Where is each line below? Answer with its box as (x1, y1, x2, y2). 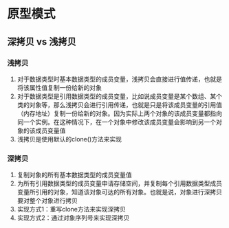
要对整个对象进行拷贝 (17, 196, 78, 205)
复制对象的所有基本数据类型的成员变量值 (17, 171, 132, 179)
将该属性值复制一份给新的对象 (17, 83, 102, 91)
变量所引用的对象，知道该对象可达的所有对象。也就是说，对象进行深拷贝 (17, 188, 222, 196)
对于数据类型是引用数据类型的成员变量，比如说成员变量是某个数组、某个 (17, 92, 222, 100)
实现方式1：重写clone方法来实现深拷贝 (17, 205, 126, 214)
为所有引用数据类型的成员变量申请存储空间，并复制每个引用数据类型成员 (17, 179, 222, 187)
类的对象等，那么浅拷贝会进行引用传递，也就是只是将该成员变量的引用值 (17, 100, 222, 109)
